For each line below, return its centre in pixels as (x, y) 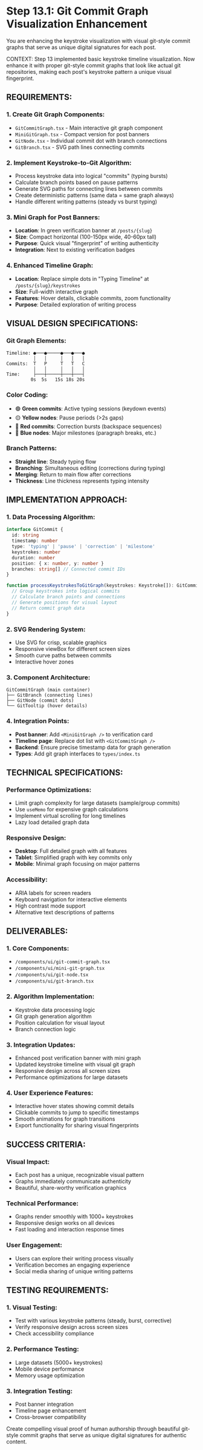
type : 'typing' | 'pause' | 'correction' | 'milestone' (83, 547)
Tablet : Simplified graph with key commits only (73, 857)
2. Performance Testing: (43, 1349)
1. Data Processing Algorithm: (51, 517)
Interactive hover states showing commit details (75, 1106)
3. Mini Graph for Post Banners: (53, 217)
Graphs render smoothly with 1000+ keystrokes (74, 1217)
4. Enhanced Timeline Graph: (50, 266)
